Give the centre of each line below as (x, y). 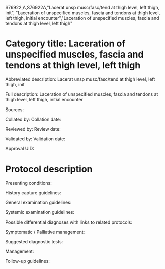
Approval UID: (20, 148)
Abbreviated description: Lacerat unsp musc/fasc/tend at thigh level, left (80, 79)
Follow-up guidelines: (28, 261)
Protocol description (49, 169)
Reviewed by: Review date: (33, 129)
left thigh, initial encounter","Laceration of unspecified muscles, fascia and (82, 18)
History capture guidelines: (33, 193)
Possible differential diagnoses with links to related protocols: (69, 222)
